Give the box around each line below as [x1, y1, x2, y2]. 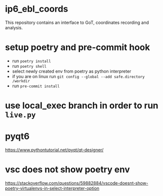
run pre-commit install [12, 83, 60, 89]
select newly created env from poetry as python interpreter [12, 68, 131, 74]
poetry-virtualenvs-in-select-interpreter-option [5, 185, 100, 191]
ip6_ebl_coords [5, 3, 68, 15]
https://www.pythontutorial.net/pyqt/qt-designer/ [5, 147, 104, 153]
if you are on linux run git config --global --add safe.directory [12, 73, 145, 79]
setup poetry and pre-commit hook [5, 42, 150, 53]
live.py [5, 111, 36, 120]
